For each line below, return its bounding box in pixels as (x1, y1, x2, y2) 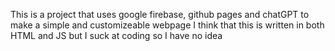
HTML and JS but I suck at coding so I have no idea (10, 30, 223, 41)
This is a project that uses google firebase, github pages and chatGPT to (10, 9, 310, 20)
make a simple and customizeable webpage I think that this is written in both (10, 19, 325, 31)
